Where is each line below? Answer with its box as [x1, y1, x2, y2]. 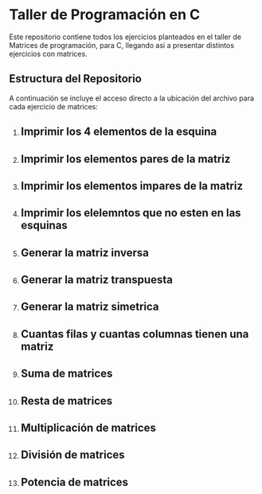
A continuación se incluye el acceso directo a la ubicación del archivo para [9, 93, 254, 103]
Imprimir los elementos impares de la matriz [20, 179, 244, 192]
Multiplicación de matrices [20, 421, 156, 435]
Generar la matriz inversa [20, 246, 150, 259]
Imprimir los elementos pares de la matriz [20, 152, 231, 165]
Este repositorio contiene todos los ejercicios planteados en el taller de [9, 32, 242, 41]
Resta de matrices [20, 393, 113, 408]
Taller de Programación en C [9, 6, 201, 24]
